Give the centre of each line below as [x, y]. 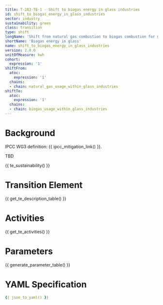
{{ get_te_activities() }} [27, 232]
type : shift [17, 32]
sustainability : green [28, 23]
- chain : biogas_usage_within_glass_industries [58, 109]
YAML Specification [46, 284]
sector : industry [23, 18]
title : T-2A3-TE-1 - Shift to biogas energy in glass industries [72, 9]
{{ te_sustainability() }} [27, 165]
